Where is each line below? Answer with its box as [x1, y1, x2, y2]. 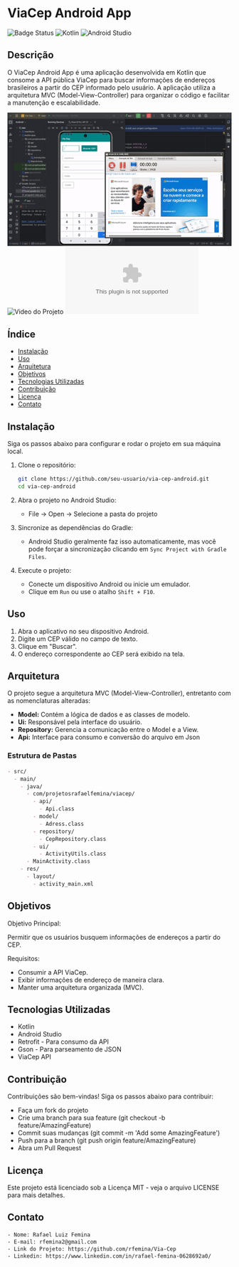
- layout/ [26, 873, 55, 880]
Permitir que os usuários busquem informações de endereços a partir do [7, 933, 221, 941]
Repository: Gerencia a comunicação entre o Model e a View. [17, 726, 199, 734]
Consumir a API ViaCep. [17, 968, 89, 976]
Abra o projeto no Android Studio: [17, 496, 117, 504]
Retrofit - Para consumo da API [17, 1037, 109, 1046]
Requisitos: [7, 954, 41, 963]
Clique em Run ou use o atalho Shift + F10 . [28, 587, 155, 595]
